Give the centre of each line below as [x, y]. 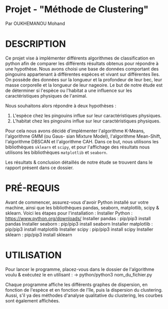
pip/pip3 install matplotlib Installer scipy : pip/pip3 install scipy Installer [79, 229]
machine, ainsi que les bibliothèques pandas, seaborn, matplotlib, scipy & [82, 207]
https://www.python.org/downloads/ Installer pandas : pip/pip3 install [78, 218]
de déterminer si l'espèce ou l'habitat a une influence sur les [69, 90]
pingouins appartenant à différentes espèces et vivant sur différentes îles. [83, 74]
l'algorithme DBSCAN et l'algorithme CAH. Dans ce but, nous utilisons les [82, 141]
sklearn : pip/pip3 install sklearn [39, 234]
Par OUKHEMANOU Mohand [35, 23]
